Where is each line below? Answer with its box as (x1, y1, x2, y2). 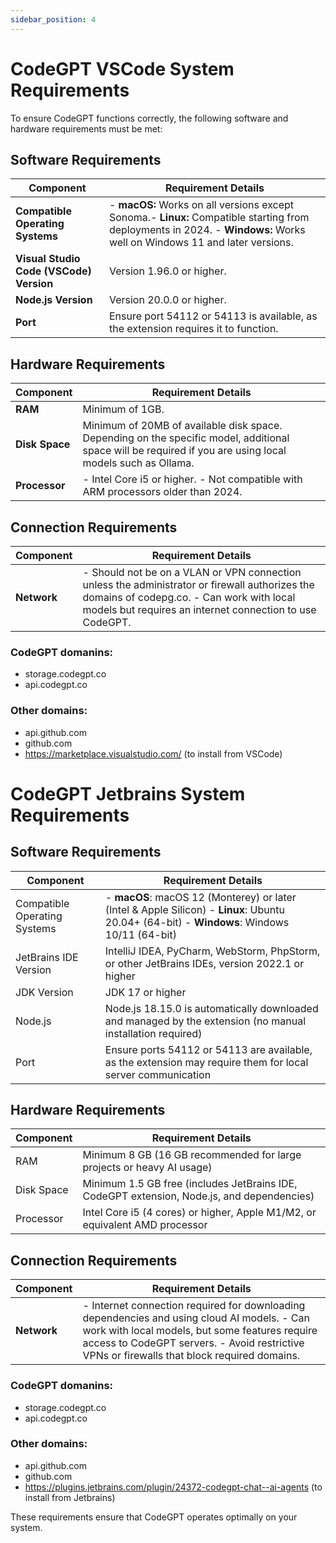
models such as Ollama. (82, 456, 195, 470)
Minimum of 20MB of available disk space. (82, 419, 283, 433)
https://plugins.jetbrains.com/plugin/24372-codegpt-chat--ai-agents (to (24, 1481, 323, 1493)
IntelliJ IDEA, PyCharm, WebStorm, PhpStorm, (104, 944, 321, 958)
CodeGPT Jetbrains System (10, 782, 246, 805)
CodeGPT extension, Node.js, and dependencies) (82, 1189, 315, 1203)
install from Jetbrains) (24, 1491, 116, 1503)
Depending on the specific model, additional (82, 431, 290, 445)
